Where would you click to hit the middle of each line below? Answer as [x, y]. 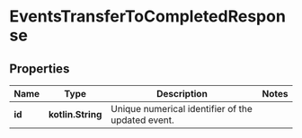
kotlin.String [75, 114]
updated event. [143, 120]
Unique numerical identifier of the [182, 109]
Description [182, 94]
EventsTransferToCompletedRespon [147, 17]
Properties [40, 69]
